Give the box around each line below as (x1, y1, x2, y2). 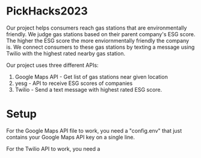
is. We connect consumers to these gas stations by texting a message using (6, 43, 195, 51)
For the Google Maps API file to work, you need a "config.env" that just (6, 127, 182, 134)
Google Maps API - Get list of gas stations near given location (14, 73, 169, 80)
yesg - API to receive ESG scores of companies (14, 80, 133, 87)
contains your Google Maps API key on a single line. (6, 133, 135, 141)
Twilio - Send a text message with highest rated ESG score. (14, 86, 162, 93)
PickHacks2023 (6, 4, 88, 18)
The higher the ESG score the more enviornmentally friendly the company (6, 37, 190, 44)
